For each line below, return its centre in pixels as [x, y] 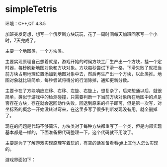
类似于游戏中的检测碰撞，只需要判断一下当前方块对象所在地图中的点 [88, 97]
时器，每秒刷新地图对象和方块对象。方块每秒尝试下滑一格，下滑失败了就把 [81, 68]
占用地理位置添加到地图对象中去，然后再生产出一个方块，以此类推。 [88, 74]
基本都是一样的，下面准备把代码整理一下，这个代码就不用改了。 [70, 132]
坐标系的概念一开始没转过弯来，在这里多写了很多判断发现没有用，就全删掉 [81, 109]
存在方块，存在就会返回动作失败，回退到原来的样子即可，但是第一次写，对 [85, 103]
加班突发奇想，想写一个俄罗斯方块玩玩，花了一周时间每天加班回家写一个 [79, 34]
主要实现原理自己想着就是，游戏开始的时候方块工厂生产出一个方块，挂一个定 [83, 61]
